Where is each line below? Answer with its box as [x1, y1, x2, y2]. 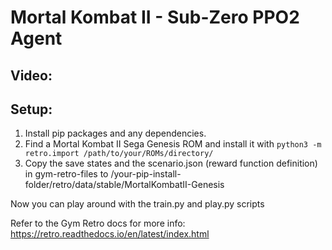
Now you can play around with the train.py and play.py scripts [10, 198, 265, 210]
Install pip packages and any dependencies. [24, 127, 207, 140]
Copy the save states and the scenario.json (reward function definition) [24, 157, 318, 170]
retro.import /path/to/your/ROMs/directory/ [24, 149, 214, 159]
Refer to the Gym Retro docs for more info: [10, 217, 186, 230]
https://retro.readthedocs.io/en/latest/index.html [10, 228, 210, 240]
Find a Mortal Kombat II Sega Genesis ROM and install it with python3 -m [24, 138, 322, 150]
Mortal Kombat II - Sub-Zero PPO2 [10, 6, 300, 29]
